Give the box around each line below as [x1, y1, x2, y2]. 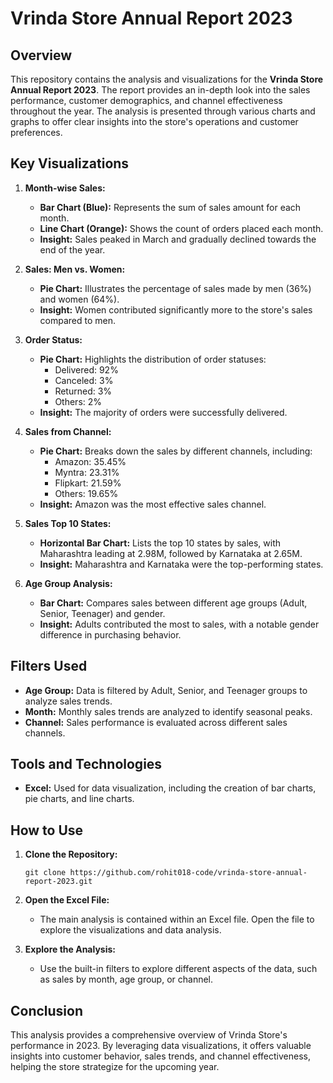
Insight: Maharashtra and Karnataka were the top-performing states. [39, 558, 324, 570]
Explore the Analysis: [24, 943, 116, 956]
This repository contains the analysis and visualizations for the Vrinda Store [10, 73, 324, 85]
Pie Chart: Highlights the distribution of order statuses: [39, 353, 267, 365]
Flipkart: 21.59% [54, 477, 122, 489]
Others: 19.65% [54, 487, 119, 499]
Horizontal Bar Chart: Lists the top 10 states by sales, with [39, 537, 282, 549]
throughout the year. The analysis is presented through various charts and [10, 105, 316, 117]
